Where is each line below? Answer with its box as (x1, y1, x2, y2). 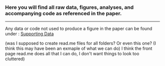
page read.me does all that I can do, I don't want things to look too (5, 51, 139, 57)
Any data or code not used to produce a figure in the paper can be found (5, 26, 152, 32)
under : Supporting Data (5, 31, 54, 37)
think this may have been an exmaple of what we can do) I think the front (5, 45, 153, 51)
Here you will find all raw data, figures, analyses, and (5, 4, 134, 11)
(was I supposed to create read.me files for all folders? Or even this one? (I (5, 41, 156, 46)
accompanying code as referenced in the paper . (5, 10, 122, 17)
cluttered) (5, 56, 25, 62)
